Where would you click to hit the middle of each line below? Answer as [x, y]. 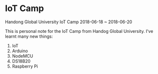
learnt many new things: [29, 36]
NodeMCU [22, 56]
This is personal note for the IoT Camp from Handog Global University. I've [79, 31]
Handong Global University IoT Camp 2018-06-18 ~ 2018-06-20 [69, 22]
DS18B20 [21, 61]
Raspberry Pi [25, 66]
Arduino [20, 51]
